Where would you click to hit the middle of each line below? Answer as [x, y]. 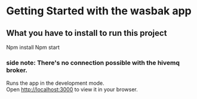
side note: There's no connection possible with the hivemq [93, 63]
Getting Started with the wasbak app [99, 11]
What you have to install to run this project [87, 33]
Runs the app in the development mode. [55, 83]
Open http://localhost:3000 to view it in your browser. [72, 89]
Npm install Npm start [33, 47]
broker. [17, 70]
